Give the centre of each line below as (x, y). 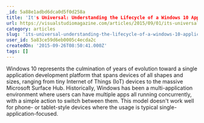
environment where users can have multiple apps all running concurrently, (99, 94)
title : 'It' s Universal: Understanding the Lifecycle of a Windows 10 (97, 18)
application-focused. (32, 113)
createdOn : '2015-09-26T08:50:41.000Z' (57, 46)
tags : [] (17, 52)
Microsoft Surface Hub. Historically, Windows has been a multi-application (100, 88)
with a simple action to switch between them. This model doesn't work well (100, 101)
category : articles (31, 29)
